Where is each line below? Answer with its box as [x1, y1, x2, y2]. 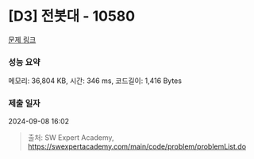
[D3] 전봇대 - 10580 [8, 7, 136, 25]
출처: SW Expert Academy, [27, 132, 114, 142]
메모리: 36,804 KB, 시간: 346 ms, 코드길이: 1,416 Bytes [8, 76, 183, 85]
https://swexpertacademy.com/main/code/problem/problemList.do [27, 142, 247, 151]
